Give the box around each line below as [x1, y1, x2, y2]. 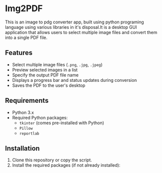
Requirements [5, 96, 49, 105]
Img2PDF [5, 3, 43, 14]
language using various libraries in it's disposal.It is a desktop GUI [5, 24, 137, 30]
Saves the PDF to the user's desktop [12, 82, 86, 88]
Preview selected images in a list [12, 67, 78, 73]
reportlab [19, 131, 40, 136]
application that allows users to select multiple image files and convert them [5, 29, 157, 35]
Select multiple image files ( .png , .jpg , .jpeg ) [12, 61, 103, 67]
